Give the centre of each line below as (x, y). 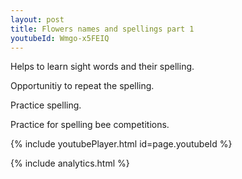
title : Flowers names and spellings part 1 (102, 29)
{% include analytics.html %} (70, 163)
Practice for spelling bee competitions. (90, 125)
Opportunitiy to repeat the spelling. (82, 86)
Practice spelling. (46, 105)
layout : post (37, 19)
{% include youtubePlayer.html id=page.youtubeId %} (121, 144)
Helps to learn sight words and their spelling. (102, 67)
